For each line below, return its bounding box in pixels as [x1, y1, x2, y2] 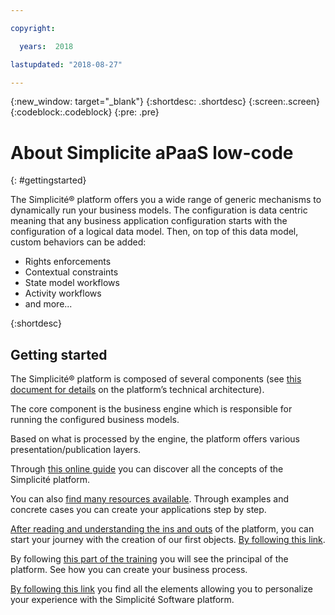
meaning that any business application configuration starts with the [10, 215, 288, 227]
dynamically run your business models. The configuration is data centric [10, 204, 308, 216]
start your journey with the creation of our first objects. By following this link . [10, 534, 326, 546]
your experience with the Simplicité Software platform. [10, 594, 235, 606]
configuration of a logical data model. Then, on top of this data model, [10, 226, 299, 238]
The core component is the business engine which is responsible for [10, 403, 293, 415]
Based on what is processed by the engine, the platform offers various [10, 433, 300, 445]
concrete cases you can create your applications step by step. [10, 504, 267, 516]
